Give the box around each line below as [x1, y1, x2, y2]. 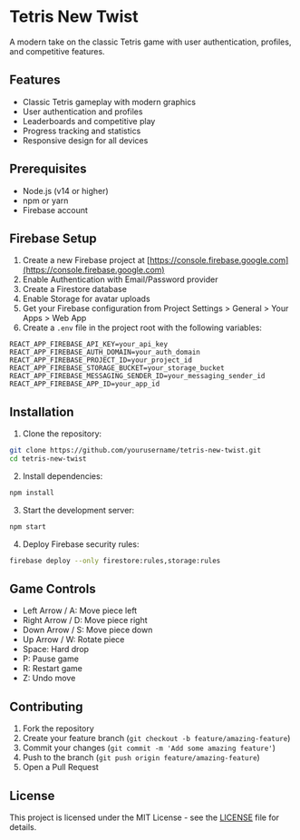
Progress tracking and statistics [22, 125, 141, 136]
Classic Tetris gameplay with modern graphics [22, 96, 197, 107]
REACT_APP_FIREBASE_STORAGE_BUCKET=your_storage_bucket [9, 364, 225, 373]
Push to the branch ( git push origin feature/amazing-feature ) [22, 752, 260, 763]
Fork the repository [22, 723, 95, 734]
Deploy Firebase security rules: [22, 538, 140, 550]
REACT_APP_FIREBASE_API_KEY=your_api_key [9, 340, 169, 349]
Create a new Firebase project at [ [22, 255, 150, 266]
